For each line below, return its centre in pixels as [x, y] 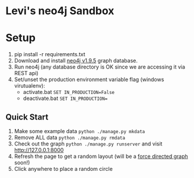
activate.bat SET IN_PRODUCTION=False [69, 92]
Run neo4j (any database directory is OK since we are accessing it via [99, 67]
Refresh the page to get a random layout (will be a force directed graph [101, 156]
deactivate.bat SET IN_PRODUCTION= [65, 98]
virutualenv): [29, 86]
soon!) [22, 162]
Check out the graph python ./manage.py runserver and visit [88, 144]
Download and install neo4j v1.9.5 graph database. [76, 61]
